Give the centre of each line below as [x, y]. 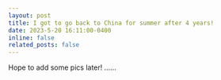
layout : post [30, 15]
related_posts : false [44, 45]
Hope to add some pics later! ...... [62, 67]
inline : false [32, 38]
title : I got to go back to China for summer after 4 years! [111, 23]
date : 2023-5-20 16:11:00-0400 [60, 30]
